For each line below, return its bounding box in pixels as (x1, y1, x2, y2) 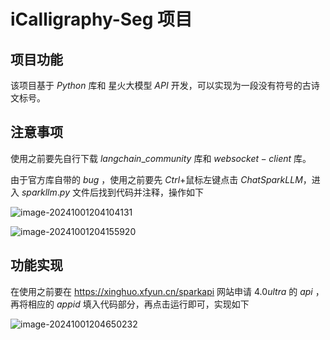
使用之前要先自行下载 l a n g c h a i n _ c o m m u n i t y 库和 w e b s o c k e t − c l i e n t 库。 (10, 152, 312, 164)
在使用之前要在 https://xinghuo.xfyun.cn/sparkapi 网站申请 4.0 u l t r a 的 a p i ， (10, 285, 325, 297)
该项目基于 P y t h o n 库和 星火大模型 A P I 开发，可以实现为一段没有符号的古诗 (10, 80, 320, 91)
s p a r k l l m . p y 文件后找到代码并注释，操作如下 (21, 186, 204, 198)
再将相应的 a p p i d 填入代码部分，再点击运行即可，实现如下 (10, 298, 250, 310)
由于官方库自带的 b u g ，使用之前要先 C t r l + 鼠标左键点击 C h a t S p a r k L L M (10, 173, 303, 185)
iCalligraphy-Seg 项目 (10, 8, 193, 31)
